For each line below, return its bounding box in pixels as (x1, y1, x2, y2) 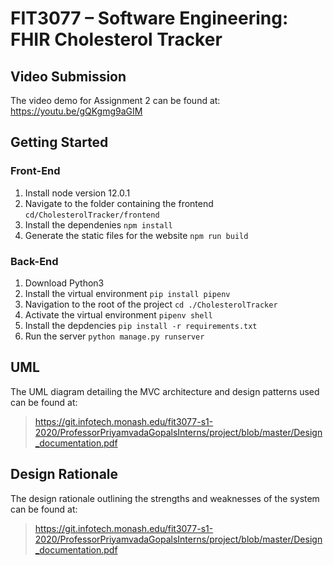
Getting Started (10, 134, 109, 151)
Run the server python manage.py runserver (24, 330, 205, 342)
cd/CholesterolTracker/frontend (24, 210, 160, 220)
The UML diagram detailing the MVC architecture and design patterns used (10, 385, 320, 397)
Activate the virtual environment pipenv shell (24, 308, 213, 321)
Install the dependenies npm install (24, 218, 173, 231)
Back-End (10, 254, 59, 268)
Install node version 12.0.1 (24, 187, 131, 199)
